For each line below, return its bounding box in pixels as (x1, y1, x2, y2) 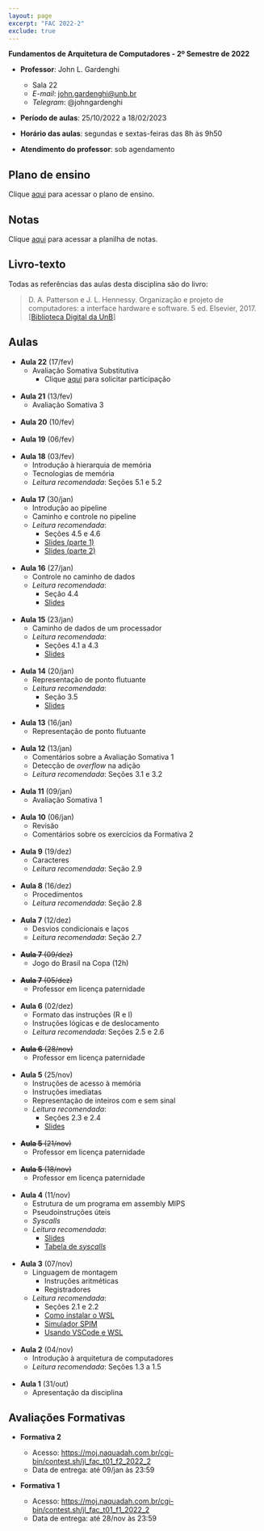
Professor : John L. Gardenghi (19, 65, 119, 74)
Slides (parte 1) (44, 537, 94, 546)
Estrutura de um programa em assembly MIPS (31, 1198, 186, 1208)
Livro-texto (8, 258, 66, 272)
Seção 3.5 (44, 692, 78, 702)
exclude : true (8, 27, 57, 35)
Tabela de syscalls (44, 1242, 107, 1251)
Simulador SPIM (44, 1318, 98, 1328)
